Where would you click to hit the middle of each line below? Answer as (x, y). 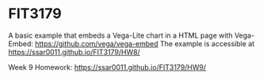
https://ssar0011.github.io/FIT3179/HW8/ (74, 52)
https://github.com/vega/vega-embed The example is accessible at (145, 43)
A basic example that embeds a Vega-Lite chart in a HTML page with (120, 35)
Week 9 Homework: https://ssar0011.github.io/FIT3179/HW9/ (107, 67)
